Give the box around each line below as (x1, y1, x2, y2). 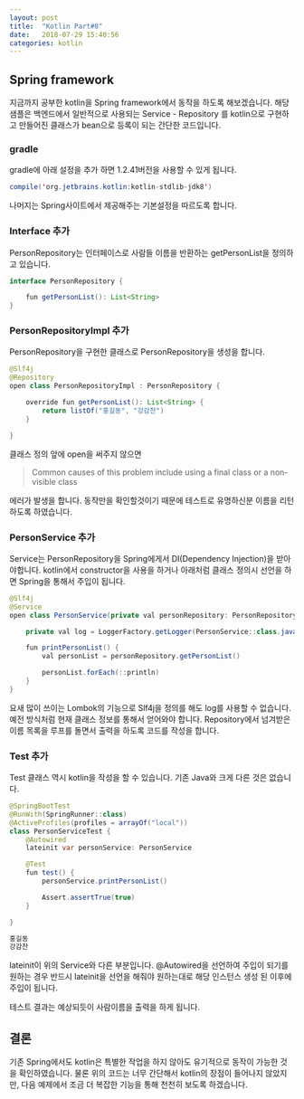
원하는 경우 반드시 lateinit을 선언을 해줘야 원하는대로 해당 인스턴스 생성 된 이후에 (9, 971, 292, 982)
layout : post (9, 13, 59, 23)
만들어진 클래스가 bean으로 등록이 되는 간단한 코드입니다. (18, 119, 222, 131)
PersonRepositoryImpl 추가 (9, 325, 129, 337)
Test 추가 (9, 750, 49, 763)
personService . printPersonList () (42, 876, 168, 886)
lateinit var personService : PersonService (25, 843, 193, 853)
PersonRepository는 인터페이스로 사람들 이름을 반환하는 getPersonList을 (9, 247, 270, 258)
